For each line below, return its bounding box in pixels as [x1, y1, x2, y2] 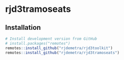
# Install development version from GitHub [5, 36, 97, 41]
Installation [5, 23, 41, 32]
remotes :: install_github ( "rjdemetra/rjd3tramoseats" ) [5, 50, 120, 55]
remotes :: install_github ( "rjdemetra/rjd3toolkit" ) [5, 46, 113, 51]
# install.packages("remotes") [5, 41, 70, 46]
